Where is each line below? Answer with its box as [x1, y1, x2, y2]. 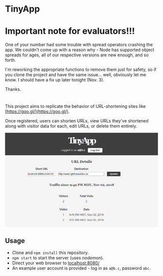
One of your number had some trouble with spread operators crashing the [5, 42, 153, 48]
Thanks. [5, 86, 21, 92]
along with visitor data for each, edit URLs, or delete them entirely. [5, 123, 137, 129]
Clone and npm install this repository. [12, 249, 89, 256]
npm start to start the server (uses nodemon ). [12, 255, 104, 260]
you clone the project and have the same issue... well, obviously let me [5, 72, 147, 78]
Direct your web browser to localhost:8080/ [12, 260, 99, 266]
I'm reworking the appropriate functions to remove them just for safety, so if [5, 67, 157, 72]
